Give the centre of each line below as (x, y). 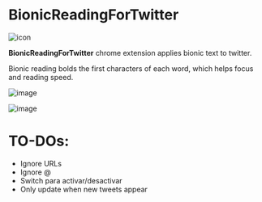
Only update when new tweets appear (84, 189)
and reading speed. (41, 77)
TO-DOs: (39, 141)
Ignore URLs (41, 163)
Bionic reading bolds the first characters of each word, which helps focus (131, 68)
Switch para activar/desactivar (71, 180)
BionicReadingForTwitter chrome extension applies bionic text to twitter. (130, 53)
